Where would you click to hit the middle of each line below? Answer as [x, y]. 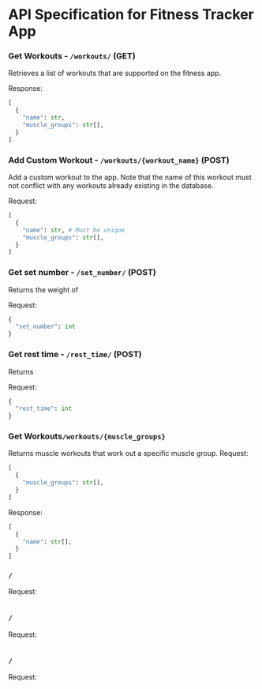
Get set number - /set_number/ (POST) [82, 273]
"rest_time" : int [44, 409]
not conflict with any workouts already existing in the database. [111, 186]
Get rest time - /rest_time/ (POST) [75, 355]
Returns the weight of [43, 289]
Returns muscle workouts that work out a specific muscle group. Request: [128, 454]
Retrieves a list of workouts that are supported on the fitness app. [115, 73]
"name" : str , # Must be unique [74, 230]
